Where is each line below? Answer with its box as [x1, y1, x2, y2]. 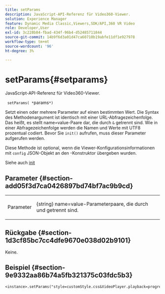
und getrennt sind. [36, 207, 79, 214]
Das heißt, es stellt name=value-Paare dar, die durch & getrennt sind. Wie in [5, 120, 158, 126]
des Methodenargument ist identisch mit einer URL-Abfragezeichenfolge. [5, 114, 153, 121]
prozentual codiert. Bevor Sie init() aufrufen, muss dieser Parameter [5, 130, 146, 136]
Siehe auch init [5, 160, 35, 165]
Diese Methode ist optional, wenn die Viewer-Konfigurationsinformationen [5, 145, 155, 151]
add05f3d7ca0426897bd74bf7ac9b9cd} [5, 182, 134, 190]
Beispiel [5, 263, 30, 272]
